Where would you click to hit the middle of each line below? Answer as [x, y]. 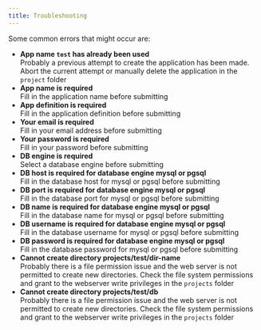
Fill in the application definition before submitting [100, 113]
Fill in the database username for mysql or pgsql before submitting [129, 232]
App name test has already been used [85, 54]
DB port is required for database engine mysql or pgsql [113, 189]
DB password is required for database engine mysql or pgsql [122, 241]
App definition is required [63, 105]
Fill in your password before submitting [84, 147]
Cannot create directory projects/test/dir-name [100, 257]
